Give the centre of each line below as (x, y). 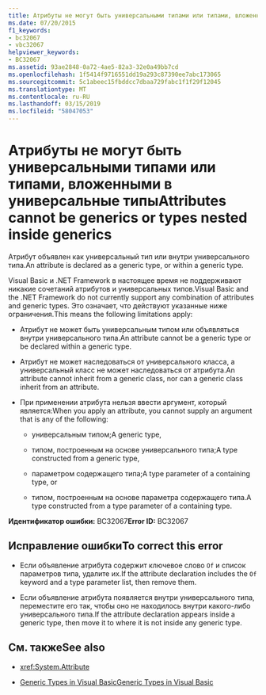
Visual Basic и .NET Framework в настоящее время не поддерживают (125, 280)
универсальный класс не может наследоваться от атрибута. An (127, 370)
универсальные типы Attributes (118, 201)
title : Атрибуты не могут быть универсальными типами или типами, (120, 15)
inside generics (60, 235)
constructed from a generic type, (85, 458)
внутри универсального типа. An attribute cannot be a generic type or (135, 338)
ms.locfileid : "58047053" (51, 112)
